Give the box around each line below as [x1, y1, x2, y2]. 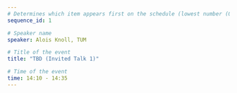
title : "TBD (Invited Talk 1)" [7, 56, 99, 63]
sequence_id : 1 [7, 17, 52, 24]
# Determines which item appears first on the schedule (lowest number [7, 10, 222, 18]
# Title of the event [7, 49, 71, 56]
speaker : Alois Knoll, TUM [7, 36, 87, 43]
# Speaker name [7, 30, 52, 37]
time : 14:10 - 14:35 [7, 75, 68, 82]
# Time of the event [7, 68, 68, 75]
